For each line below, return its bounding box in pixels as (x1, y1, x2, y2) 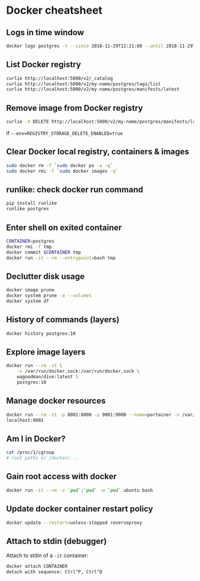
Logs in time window (6, 27, 85, 38)
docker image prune (6, 287, 55, 293)
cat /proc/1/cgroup (6, 449, 55, 456)
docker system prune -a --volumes (6, 293, 92, 299)
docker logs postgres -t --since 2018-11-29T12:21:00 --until (6, 43, 164, 49)
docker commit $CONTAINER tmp (6, 249, 82, 255)
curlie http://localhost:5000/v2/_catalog (6, 75, 113, 81)
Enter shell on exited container (6, 222, 122, 232)
